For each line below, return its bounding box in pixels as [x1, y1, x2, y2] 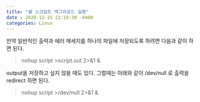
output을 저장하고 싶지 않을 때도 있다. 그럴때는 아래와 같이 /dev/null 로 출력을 [6, 69, 189, 77]
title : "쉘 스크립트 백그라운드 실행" [6, 8, 89, 15]
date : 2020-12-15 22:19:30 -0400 [6, 14, 94, 21]
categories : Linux [6, 20, 53, 26]
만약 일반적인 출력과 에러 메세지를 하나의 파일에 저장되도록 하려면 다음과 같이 [6, 37, 188, 45]
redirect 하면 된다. [6, 77, 50, 84]
